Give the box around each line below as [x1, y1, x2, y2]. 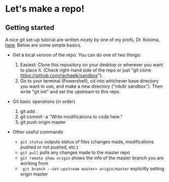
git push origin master [20, 119, 66, 125]
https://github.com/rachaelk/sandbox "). [20, 72, 103, 79]
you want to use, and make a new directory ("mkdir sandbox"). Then [20, 83, 163, 89]
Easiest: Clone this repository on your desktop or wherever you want [20, 62, 163, 67]
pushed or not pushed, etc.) [20, 144, 78, 150]
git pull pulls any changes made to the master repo [20, 150, 131, 155]
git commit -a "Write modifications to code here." [20, 114, 123, 120]
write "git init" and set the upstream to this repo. [20, 89, 120, 94]
